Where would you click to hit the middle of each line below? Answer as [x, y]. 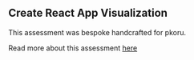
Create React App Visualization [88, 13]
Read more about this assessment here [73, 48]
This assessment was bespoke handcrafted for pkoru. [97, 32]
